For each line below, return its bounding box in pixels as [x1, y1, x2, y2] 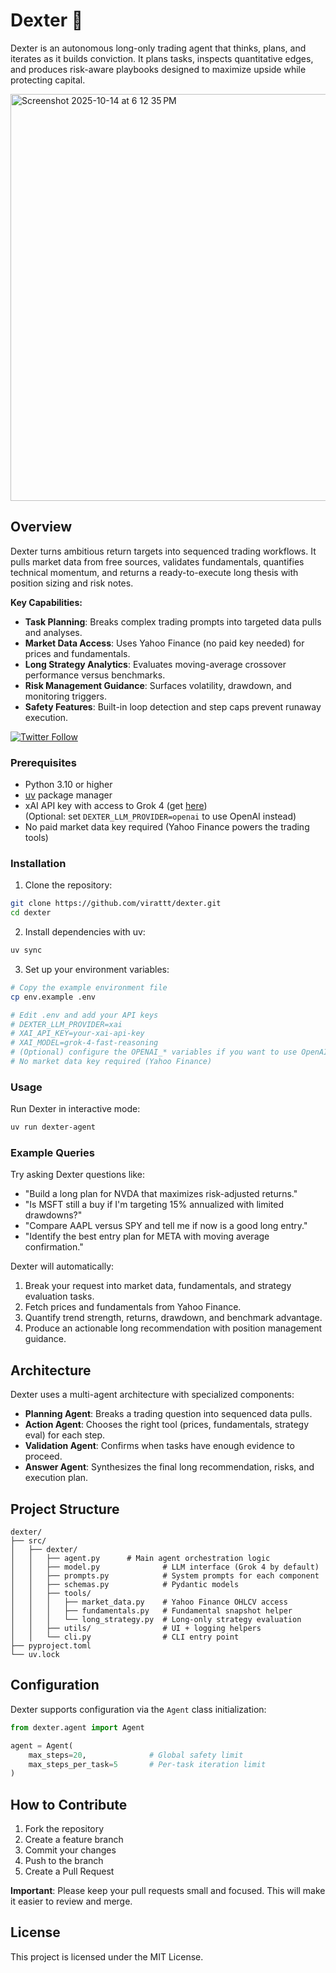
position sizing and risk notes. [10, 577, 134, 589]
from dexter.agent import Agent [10, 1722, 145, 1733]
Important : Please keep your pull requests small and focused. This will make [10, 1885, 326, 1897]
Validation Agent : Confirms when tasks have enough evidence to [24, 1440, 295, 1452]
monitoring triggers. [24, 690, 107, 702]
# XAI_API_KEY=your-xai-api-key [10, 1029, 145, 1039]
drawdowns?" [24, 1209, 83, 1221]
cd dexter [10, 908, 52, 918]
